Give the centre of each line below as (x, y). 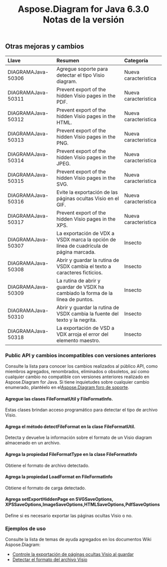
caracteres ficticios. (80, 273)
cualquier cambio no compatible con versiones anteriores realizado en (77, 377)
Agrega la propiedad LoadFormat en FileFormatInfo (59, 477)
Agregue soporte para (82, 69)
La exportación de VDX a (85, 233)
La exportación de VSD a (85, 328)
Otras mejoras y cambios (45, 47)
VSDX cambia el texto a (84, 266)
